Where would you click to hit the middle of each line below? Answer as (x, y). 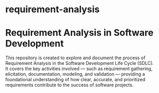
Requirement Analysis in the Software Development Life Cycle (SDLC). (79, 63)
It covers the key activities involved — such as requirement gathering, (79, 69)
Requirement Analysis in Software (79, 33)
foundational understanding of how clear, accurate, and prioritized (75, 80)
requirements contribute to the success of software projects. (69, 85)
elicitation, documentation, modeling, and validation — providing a (75, 74)
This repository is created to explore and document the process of (75, 58)
